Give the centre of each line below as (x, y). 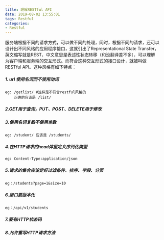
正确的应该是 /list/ (33, 98)
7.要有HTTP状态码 (23, 219)
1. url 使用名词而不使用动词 (32, 79)
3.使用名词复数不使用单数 (31, 122)
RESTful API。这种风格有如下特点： (41, 67)
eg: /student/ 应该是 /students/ (38, 135)
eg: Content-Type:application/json (41, 159)
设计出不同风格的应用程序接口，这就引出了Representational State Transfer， (82, 49)
